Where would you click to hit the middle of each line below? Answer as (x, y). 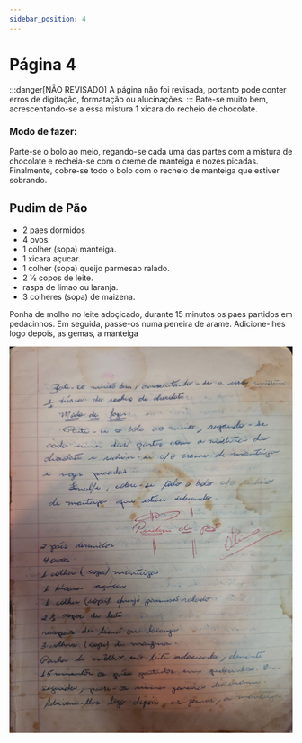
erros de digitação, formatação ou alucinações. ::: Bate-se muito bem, (139, 99)
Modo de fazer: (44, 132)
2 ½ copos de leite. (58, 278)
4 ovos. (36, 239)
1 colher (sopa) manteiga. (69, 249)
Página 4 (43, 64)
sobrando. (28, 180)
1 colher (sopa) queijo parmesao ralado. (96, 268)
